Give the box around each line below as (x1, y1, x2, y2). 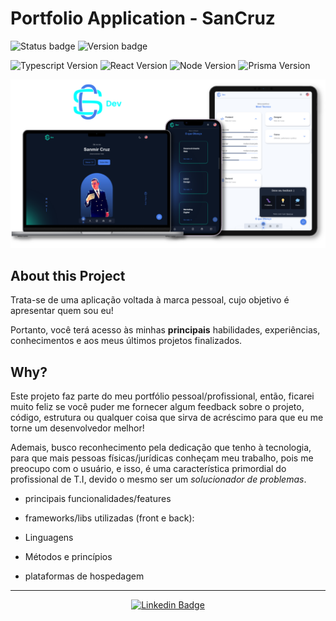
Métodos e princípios (24, 551, 113, 563)
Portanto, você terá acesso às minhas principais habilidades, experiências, (10, 324, 321, 336)
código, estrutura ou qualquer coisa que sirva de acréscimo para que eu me (10, 412, 324, 424)
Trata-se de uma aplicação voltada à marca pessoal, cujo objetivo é (10, 294, 290, 306)
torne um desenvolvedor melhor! (10, 422, 145, 434)
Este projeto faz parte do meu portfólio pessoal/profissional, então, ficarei (10, 390, 315, 402)
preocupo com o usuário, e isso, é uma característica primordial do (10, 463, 287, 475)
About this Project (10, 268, 126, 285)
